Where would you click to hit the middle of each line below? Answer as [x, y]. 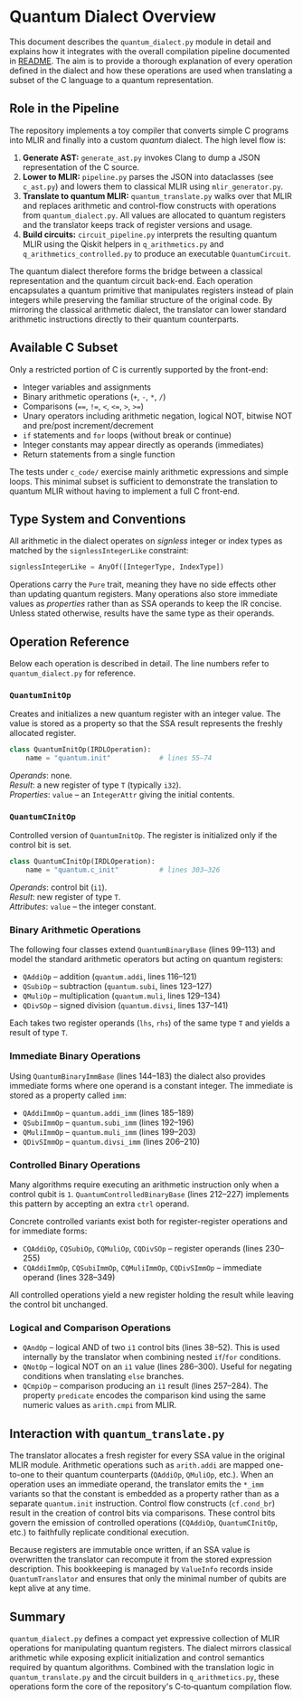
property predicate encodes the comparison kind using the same [144, 1395]
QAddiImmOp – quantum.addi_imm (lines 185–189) [108, 1112]
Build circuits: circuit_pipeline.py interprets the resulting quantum [150, 234]
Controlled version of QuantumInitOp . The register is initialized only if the [143, 836]
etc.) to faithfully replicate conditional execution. [99, 1532]
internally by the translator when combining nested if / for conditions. [151, 1357]
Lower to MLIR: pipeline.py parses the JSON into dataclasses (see [148, 176]
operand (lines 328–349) [69, 1278]
